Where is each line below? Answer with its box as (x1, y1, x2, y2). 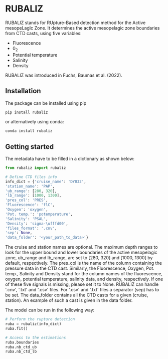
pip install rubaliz (5, 110, 49, 115)
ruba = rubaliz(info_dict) (5, 321, 62, 326)
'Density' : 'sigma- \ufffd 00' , (5, 221, 69, 226)
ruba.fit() (5, 326, 28, 331)
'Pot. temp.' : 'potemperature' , (5, 212, 73, 217)
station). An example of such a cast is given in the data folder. (5, 297, 133, 303)
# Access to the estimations (5, 335, 66, 340)
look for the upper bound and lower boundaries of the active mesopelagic (5, 249, 158, 256)
